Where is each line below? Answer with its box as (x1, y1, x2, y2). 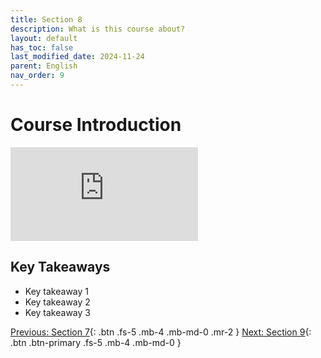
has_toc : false (10, 42, 74, 53)
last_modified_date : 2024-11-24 (10, 52, 145, 62)
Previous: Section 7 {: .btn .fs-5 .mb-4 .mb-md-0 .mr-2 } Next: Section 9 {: (10, 326, 312, 338)
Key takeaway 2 (24, 296, 91, 308)
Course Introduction (10, 114, 182, 136)
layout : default (10, 33, 78, 43)
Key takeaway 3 (24, 306, 91, 318)
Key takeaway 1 (24, 285, 89, 297)
